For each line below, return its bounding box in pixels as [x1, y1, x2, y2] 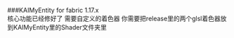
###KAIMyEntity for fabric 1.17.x [7, 6, 99, 14]
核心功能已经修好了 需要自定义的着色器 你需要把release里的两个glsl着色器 [7, 14, 221, 23]
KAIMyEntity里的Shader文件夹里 [13, 23, 107, 31]
